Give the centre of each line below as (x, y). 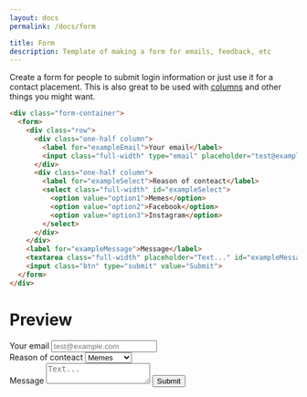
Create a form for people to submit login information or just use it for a (142, 78)
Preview (41, 319)
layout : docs (34, 18)
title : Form (32, 43)
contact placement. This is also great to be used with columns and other (145, 87)
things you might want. (53, 97)
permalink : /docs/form (53, 26)
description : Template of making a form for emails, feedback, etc (141, 51)
